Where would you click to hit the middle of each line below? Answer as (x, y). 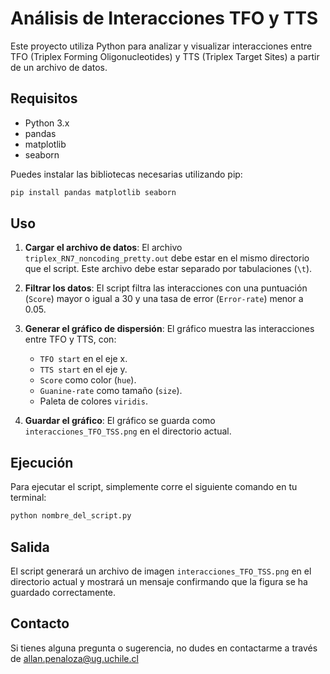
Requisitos (44, 98)
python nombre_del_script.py (71, 516)
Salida (30, 547)
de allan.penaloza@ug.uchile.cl (74, 658)
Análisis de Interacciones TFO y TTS (164, 18)
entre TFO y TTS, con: (70, 339)
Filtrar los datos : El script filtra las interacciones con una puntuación (166, 288)
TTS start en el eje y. (83, 369)
